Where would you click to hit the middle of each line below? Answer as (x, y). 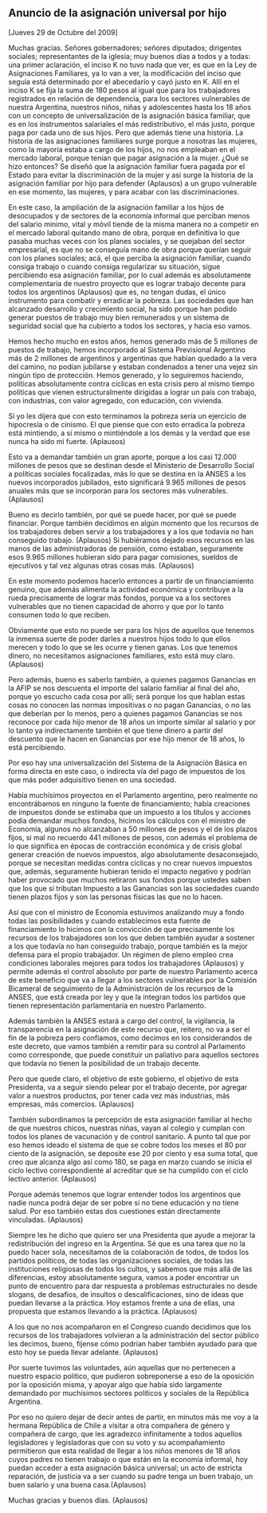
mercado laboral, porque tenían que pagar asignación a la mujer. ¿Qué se (129, 158)
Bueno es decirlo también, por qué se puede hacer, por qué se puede (122, 514)
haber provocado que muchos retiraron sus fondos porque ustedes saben (130, 879)
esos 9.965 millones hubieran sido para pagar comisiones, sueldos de (123, 556)
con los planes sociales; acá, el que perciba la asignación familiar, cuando (130, 257)
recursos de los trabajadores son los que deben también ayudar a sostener (132, 937)
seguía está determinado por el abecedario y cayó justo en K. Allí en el (124, 81)
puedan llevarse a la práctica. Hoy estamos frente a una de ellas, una (122, 1303)
